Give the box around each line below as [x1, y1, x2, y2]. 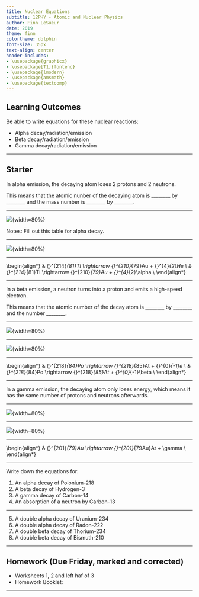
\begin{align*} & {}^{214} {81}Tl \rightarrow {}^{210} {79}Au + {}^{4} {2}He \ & [6, 262, 192, 269]
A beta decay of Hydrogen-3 [14, 485, 85, 492]
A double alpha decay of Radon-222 [14, 521, 104, 528]
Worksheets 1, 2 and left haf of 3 [14, 572, 95, 579]
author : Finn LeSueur [6, 20, 60, 25]
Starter [6, 165, 33, 175]
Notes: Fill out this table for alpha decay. [6, 227, 105, 235]
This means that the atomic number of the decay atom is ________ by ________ [6, 303, 192, 310]
